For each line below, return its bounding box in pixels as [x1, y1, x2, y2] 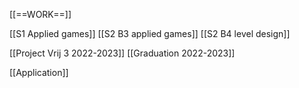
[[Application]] [9, 67, 69, 78]
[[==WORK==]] [9, 9, 72, 20]
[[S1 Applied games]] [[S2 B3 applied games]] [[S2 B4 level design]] [9, 28, 291, 39]
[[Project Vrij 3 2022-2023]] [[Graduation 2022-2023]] [9, 47, 236, 59]
